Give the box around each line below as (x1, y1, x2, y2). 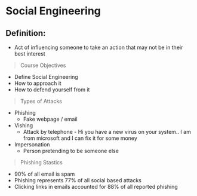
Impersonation (14, 141, 50, 148)
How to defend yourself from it (14, 86, 90, 93)
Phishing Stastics (20, 159, 63, 166)
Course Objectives (20, 62, 66, 69)
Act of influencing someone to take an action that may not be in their (14, 44, 183, 51)
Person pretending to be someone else (23, 148, 119, 154)
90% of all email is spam (14, 170, 75, 177)
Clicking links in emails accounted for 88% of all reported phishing (14, 183, 178, 190)
